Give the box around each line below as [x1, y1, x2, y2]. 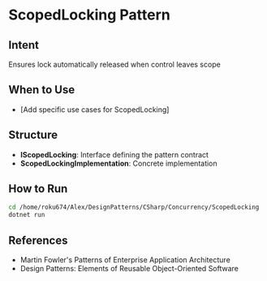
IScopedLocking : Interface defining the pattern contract [19, 149, 209, 159]
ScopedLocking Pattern [8, 6, 170, 24]
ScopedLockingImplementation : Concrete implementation [19, 158, 217, 168]
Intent [8, 38, 39, 52]
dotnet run [8, 211, 45, 219]
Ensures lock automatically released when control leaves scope [8, 59, 221, 69]
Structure [8, 128, 58, 142]
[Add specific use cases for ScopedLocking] [19, 104, 170, 115]
